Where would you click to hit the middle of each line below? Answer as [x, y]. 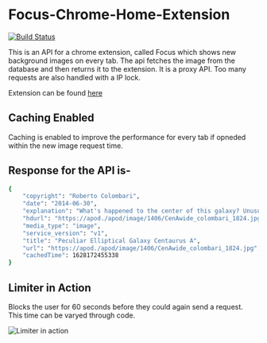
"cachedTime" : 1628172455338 [71, 255]
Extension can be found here [56, 92]
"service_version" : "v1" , [66, 233]
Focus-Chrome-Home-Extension [119, 15]
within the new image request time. [66, 146]
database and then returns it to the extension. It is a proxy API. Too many [127, 68]
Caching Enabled [51, 118]
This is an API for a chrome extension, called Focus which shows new [122, 52]
